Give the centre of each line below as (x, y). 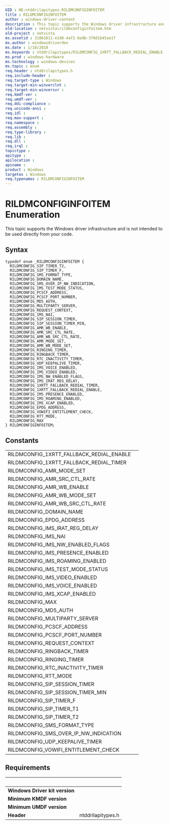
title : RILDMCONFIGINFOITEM (36, 15)
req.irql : (17, 146)
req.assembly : (21, 127)
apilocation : (20, 160)
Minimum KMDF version (37, 799)
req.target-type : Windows (33, 80)
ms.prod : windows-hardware (35, 57)
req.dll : (16, 141)
